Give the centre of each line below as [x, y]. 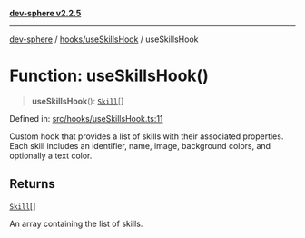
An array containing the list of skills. [76, 223]
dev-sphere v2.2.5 [45, 13]
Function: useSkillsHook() [109, 76]
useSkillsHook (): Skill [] [78, 101]
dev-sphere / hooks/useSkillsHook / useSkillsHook [104, 39]
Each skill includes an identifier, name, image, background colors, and [140, 145]
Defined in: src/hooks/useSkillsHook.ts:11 [86, 118]
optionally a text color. [51, 155]
